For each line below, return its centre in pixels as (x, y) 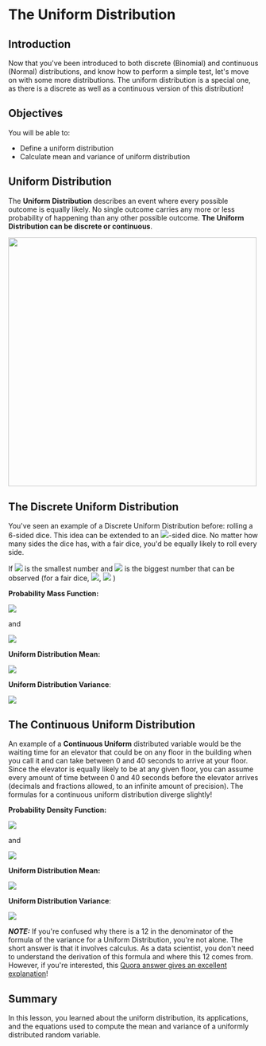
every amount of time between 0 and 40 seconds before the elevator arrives (133, 778)
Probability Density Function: (58, 810)
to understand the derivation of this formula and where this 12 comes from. (131, 957)
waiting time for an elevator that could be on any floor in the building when (130, 752)
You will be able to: (39, 132)
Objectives (36, 113)
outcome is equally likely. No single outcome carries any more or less (122, 209)
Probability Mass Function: (54, 594)
